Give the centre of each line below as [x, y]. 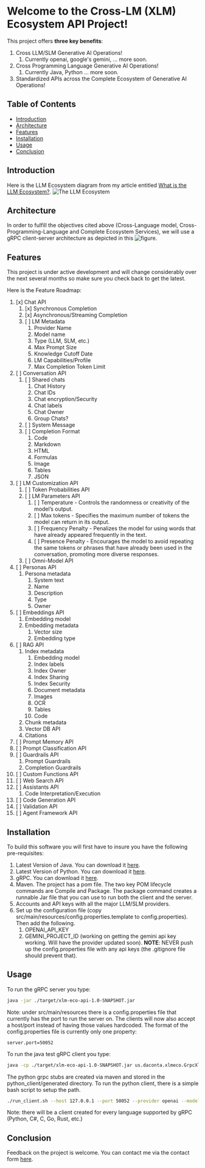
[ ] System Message [50, 425]
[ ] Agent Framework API [47, 813]
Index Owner [50, 671]
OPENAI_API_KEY [47, 930]
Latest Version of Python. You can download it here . [81, 871]
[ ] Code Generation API [46, 800]
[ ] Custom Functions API [47, 774]
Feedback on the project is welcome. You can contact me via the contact [98, 1153]
